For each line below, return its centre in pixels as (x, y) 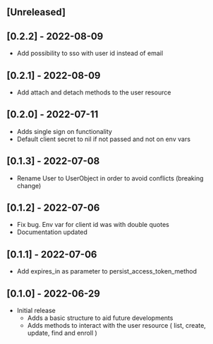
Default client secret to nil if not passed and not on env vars (104, 139)
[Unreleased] (36, 12)
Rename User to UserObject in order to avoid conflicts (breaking (110, 178)
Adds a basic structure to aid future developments (100, 318)
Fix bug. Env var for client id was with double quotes (93, 225)
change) (29, 185)
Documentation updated (52, 232)
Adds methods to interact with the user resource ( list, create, (116, 326)
